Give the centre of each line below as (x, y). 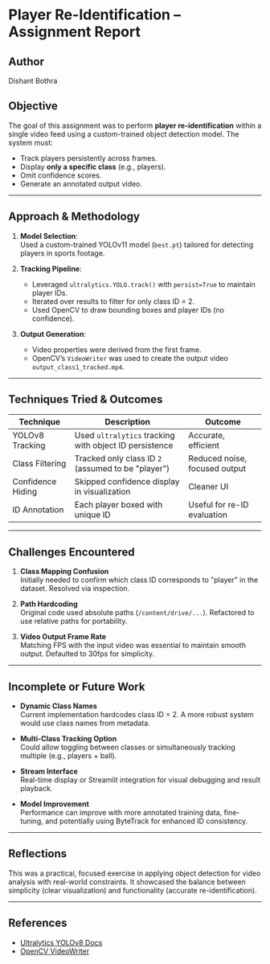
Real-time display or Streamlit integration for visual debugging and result (140, 780)
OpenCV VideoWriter (55, 951)
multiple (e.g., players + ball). (68, 756)
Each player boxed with (119, 505)
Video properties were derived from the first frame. (117, 349)
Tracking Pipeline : (51, 269)
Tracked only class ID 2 (118, 458)
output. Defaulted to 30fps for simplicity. (87, 654)
